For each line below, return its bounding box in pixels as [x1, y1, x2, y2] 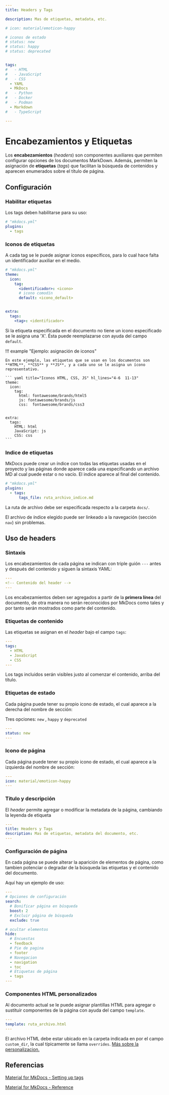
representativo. [5, 367, 39, 372]
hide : [5, 931, 17, 937]
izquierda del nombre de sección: [5, 764, 75, 770]
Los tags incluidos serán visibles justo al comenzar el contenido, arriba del [5, 671, 160, 677]
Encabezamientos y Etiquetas [5, 135, 133, 147]
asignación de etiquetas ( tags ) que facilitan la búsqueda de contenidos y [5, 163, 158, 169]
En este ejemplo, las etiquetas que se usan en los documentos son [5, 358, 150, 363]
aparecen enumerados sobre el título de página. [5, 168, 105, 174]
